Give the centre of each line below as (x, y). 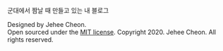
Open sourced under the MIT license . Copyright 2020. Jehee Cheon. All (112, 32)
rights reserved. (31, 40)
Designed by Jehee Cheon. (47, 24)
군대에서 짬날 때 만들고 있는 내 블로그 (58, 10)
